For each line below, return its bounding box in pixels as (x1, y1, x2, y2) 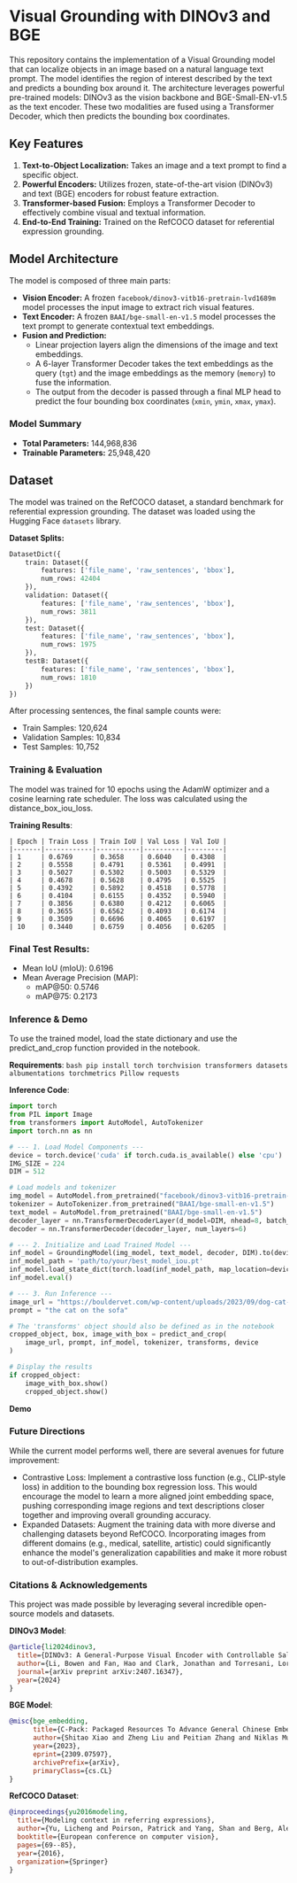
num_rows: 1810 (41, 673, 97, 682)
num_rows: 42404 (41, 574, 101, 584)
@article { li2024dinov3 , (9, 1643, 97, 1652)
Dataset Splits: (9, 532, 65, 543)
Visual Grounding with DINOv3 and (9, 6, 271, 27)
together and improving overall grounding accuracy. (21, 1509, 212, 1520)
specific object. (21, 169, 79, 180)
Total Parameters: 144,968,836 (21, 438, 137, 448)
